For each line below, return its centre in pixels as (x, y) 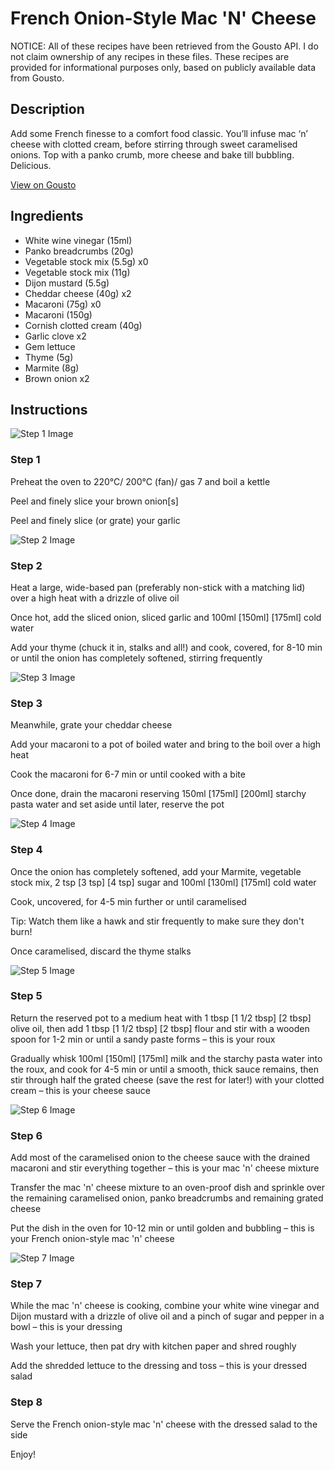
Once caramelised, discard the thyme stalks (101, 951)
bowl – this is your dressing (66, 1327)
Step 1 (25, 460)
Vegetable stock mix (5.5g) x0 (86, 261)
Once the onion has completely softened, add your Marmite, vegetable (156, 871)
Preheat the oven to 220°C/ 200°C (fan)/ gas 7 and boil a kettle (140, 481)
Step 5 (26, 996)
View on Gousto (43, 184)
